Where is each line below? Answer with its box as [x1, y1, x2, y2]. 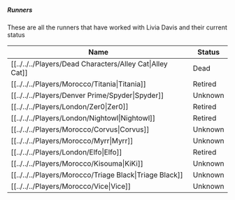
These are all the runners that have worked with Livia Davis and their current [7, 23, 227, 31]
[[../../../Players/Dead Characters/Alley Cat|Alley [10, 59, 168, 69]
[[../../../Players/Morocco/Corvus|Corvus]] [10, 124, 150, 134]
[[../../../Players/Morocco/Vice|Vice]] [10, 181, 131, 191]
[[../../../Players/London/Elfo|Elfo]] [10, 147, 122, 157]
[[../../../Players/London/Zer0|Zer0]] [10, 101, 129, 111]
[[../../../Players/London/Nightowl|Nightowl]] [10, 113, 156, 122]
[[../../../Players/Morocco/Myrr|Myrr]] [10, 136, 134, 145]
